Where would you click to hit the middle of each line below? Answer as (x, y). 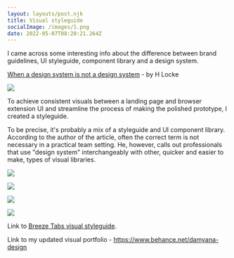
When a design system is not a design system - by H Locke (93, 75)
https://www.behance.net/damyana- (166, 240)
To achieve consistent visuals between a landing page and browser (105, 101)
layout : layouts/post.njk (45, 14)
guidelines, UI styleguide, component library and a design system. (103, 61)
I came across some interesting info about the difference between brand (112, 53)
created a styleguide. (38, 116)
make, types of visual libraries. (52, 160)
